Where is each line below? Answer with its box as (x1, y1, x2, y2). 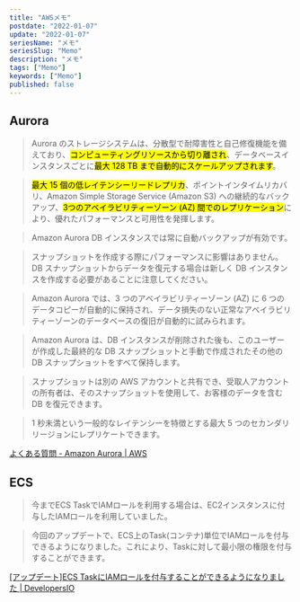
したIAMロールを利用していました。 (39, 511, 172, 522)
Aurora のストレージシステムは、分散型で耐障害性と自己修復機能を (31, 138, 279, 149)
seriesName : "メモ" (9, 38, 80, 48)
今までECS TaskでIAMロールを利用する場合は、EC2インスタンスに (31, 500, 278, 510)
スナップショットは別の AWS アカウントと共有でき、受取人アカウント (31, 376, 290, 387)
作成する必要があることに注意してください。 (47, 274, 213, 285)
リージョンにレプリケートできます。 (31, 429, 165, 440)
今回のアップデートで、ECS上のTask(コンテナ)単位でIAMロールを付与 (31, 530, 290, 541)
